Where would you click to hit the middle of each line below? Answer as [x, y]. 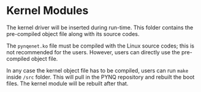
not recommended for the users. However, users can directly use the [93, 52]
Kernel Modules [47, 11]
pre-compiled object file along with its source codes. [73, 34]
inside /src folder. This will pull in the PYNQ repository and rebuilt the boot [100, 77]
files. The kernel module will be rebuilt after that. [67, 83]
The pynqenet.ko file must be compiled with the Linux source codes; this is [100, 46]
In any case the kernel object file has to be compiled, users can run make [97, 70]
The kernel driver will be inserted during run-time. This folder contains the [100, 27]
